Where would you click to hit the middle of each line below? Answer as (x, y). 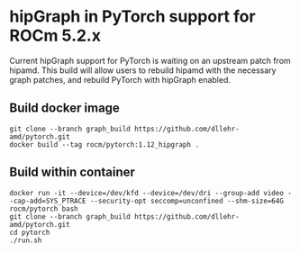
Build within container (72, 172)
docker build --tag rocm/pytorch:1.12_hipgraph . (105, 145)
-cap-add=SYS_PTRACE (48, 201)
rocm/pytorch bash (44, 209)
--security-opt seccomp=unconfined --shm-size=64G (186, 201)
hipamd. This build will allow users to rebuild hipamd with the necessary (143, 70)
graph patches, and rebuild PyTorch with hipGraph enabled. (120, 79)
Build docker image (64, 108)
